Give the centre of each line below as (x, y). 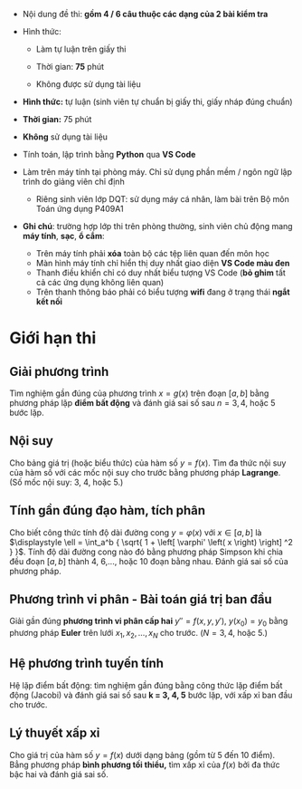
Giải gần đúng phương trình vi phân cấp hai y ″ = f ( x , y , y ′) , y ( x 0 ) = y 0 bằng (149, 622)
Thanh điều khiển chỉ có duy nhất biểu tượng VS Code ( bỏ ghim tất (161, 273)
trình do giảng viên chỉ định (73, 182)
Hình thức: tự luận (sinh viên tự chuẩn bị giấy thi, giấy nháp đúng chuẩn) (157, 101)
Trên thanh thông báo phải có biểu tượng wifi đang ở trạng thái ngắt (163, 292)
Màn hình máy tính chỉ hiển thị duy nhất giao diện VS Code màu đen (163, 263)
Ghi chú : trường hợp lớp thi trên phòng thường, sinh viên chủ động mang (157, 226)
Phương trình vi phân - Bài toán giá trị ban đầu (141, 599)
